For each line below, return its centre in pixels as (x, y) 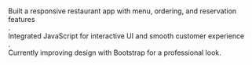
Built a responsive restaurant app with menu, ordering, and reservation (122, 11)
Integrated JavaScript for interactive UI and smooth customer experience (126, 36)
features (22, 19)
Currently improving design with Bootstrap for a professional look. (115, 52)
